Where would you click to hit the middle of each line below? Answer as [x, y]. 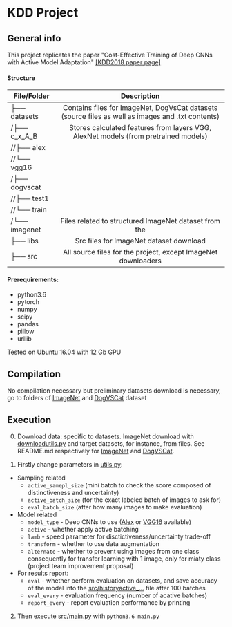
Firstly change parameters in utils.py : [70, 465]
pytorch [28, 302]
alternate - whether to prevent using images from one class [113, 552]
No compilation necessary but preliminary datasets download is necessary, [114, 391]
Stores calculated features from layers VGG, [140, 128]
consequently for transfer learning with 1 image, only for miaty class [124, 559]
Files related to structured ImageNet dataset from [141, 221]
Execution [29, 420]
